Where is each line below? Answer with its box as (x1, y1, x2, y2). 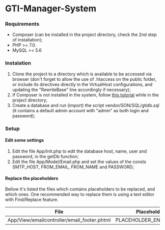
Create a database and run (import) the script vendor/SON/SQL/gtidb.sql (12, 102, 160, 108)
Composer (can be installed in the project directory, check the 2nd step (12, 32, 157, 37)
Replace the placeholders (5, 175, 58, 181)
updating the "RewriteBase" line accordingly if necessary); (12, 87, 131, 93)
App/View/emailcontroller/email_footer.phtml (7, 217, 111, 224)
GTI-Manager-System (5, 3, 97, 14)
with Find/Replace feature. (5, 197, 59, 202)
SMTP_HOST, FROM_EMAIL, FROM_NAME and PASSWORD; (12, 164, 134, 170)
